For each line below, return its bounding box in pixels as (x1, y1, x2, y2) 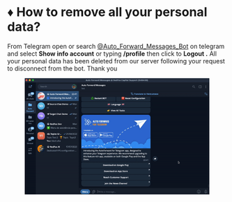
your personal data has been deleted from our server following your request (7, 56, 225, 65)
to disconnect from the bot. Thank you (7, 64, 118, 72)
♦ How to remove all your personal (7, 4, 208, 20)
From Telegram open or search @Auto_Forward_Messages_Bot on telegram (7, 42, 225, 50)
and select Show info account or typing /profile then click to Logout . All (7, 49, 217, 58)
